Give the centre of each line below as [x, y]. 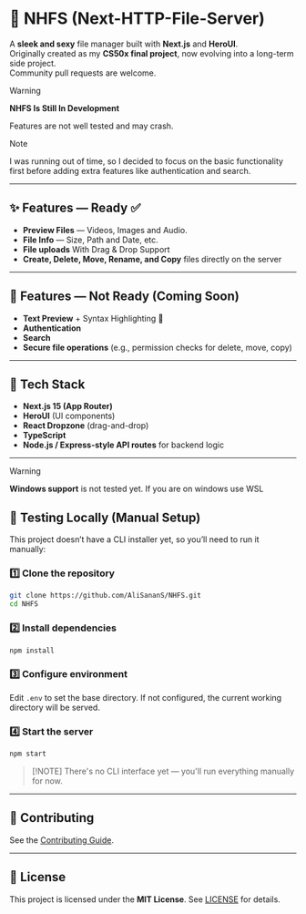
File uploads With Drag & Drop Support [96, 249]
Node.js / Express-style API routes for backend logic [123, 445]
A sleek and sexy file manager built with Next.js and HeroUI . [124, 44]
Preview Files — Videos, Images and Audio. [105, 230]
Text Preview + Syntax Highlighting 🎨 [93, 318]
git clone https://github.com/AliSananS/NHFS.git [106, 596]
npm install [32, 651]
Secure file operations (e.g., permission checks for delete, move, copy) [158, 347]
